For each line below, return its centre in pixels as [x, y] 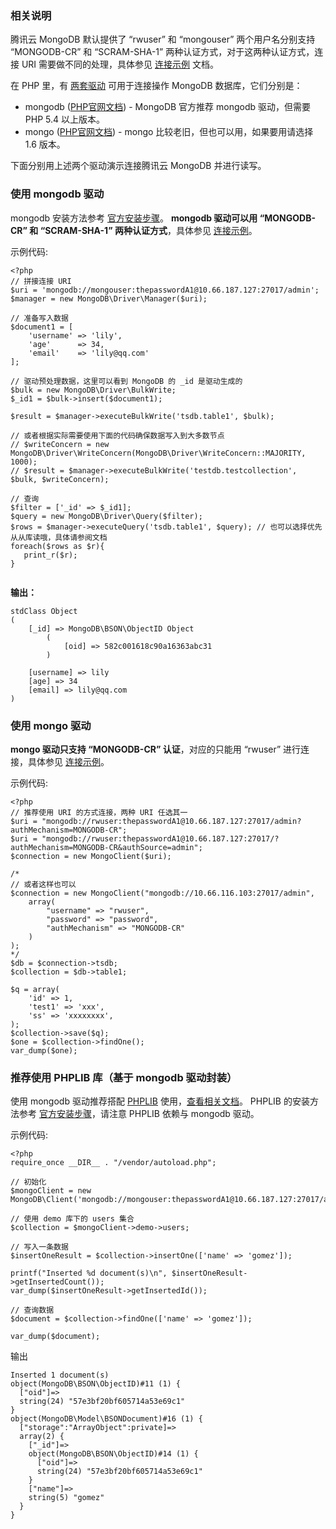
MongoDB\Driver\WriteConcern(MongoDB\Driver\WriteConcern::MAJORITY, [158, 453]
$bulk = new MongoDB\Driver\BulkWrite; [93, 390]
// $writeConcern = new [60, 444]
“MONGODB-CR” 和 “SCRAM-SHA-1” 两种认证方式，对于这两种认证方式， [162, 52]
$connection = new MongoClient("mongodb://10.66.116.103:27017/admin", [162, 893]
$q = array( [35, 989]
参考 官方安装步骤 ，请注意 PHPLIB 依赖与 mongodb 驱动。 [139, 1114]
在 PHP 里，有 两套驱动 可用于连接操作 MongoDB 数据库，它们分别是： [156, 86]
